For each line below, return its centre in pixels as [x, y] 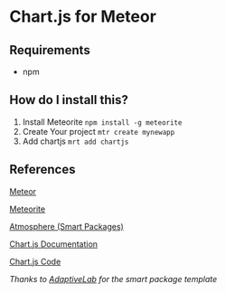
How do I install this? [69, 100]
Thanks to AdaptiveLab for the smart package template [113, 279]
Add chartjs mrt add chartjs [75, 141]
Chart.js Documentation [53, 244]
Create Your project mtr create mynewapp [99, 131]
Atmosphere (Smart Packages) [66, 226]
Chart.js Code [35, 261]
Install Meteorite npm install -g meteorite [102, 122]
